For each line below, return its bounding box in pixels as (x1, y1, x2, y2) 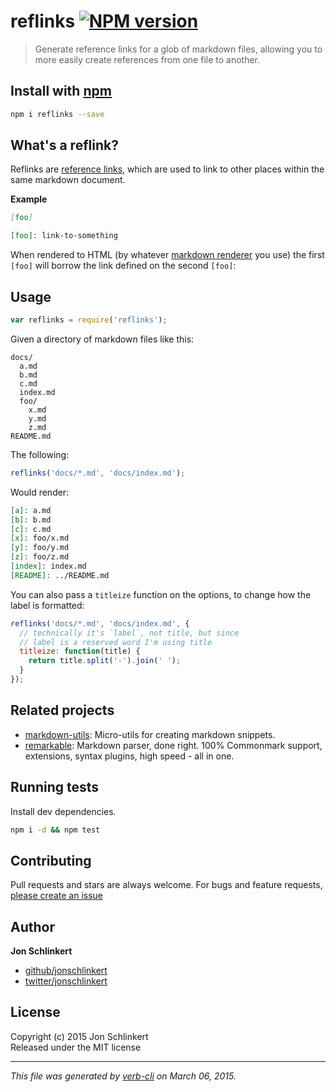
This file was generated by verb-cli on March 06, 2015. (10, 1070, 237, 1082)
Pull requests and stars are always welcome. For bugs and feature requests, (10, 879, 323, 891)
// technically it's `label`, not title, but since (19, 628, 240, 638)
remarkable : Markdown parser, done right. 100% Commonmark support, (24, 739, 323, 751)
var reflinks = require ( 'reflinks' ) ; (10, 315, 168, 325)
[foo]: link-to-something (10, 231, 118, 241)
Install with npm (10, 83, 112, 100)
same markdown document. (10, 174, 126, 186)
